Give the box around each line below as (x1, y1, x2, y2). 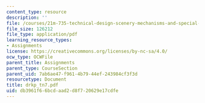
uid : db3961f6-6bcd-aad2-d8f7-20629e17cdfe (6, 88, 119, 94)
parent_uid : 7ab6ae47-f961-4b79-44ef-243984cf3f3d (6, 71, 138, 77)
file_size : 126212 (6, 25, 53, 32)
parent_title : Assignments (6, 59, 75, 65)
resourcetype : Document (6, 76, 67, 82)
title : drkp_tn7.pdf (6, 82, 59, 88)
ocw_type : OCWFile (6, 54, 53, 60)
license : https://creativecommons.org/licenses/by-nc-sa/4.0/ (6, 48, 168, 55)
